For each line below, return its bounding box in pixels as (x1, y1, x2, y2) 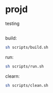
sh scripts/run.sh (5, 64, 44, 69)
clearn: (5, 73, 20, 79)
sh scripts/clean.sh (5, 83, 49, 88)
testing (5, 20, 20, 26)
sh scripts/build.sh (5, 45, 49, 50)
